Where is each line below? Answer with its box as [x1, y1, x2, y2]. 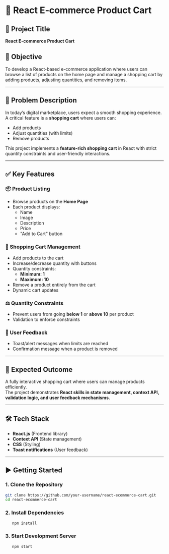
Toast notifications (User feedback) [12, 447, 88, 453]
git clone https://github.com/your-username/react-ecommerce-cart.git [5, 492, 156, 497]
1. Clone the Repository [5, 481, 63, 488]
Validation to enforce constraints [12, 316, 80, 322]
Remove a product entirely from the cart [12, 282, 96, 288]
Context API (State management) [12, 436, 82, 442]
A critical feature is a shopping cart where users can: [5, 115, 116, 121]
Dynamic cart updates [12, 287, 59, 293]
